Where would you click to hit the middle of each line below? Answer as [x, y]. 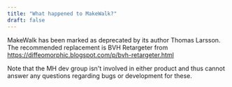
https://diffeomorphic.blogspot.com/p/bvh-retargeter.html [91, 55]
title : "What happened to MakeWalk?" [62, 14]
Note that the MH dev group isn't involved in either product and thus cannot [116, 68]
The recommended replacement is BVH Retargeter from [88, 47]
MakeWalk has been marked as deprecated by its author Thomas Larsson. [114, 40]
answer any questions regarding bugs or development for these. [100, 76]
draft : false [26, 20]
